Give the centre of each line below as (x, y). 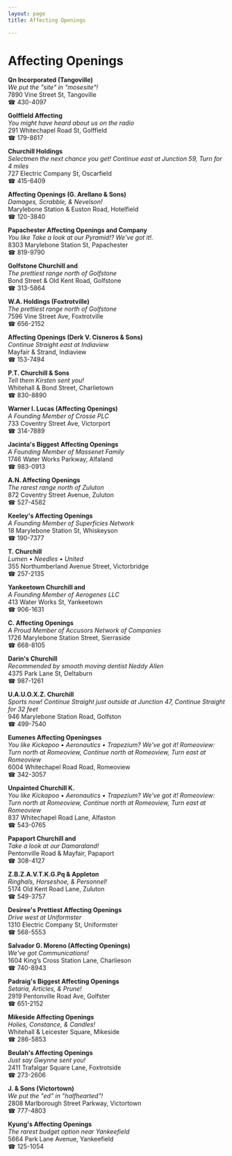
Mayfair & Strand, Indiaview (47, 352)
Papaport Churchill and (42, 839)
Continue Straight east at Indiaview (59, 345)
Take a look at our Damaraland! (53, 846)
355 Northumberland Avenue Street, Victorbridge (78, 567)
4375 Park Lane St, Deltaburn (50, 674)
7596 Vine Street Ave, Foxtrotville (56, 316)
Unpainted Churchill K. (41, 788)
